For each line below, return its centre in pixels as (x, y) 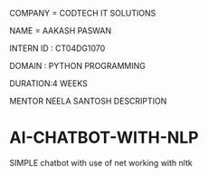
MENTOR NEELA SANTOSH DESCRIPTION (88, 101)
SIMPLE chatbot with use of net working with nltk (101, 162)
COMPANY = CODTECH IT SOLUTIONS (83, 13)
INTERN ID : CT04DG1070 (57, 48)
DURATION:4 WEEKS (48, 84)
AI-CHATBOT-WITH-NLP (104, 138)
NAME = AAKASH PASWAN (61, 30)
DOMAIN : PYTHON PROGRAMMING (78, 66)
